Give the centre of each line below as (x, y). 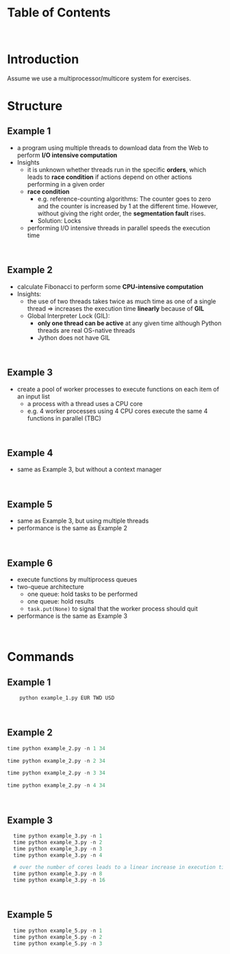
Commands (41, 657)
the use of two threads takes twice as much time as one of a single (122, 301)
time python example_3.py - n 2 (58, 842)
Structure (35, 106)
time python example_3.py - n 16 (60, 880)
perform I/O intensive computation (67, 155)
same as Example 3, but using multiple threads (83, 521)
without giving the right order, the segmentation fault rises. (122, 213)
